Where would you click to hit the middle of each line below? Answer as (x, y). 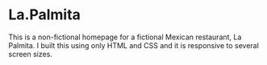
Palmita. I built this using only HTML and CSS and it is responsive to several (134, 45)
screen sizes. (30, 54)
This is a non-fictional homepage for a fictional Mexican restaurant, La (125, 37)
